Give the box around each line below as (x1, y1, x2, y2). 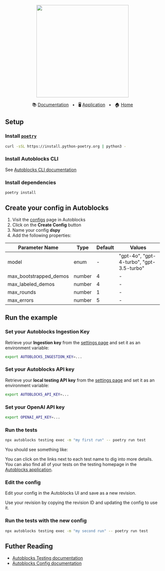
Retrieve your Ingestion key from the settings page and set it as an (5, 339, 141, 345)
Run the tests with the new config (5, 517, 87, 524)
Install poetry (5, 133, 37, 140)
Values (130, 244, 146, 251)
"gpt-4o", (118, 252, 142, 259)
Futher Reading (5, 542, 53, 550)
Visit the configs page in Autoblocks (12, 216, 86, 222)
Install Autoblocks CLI (5, 155, 59, 162)
